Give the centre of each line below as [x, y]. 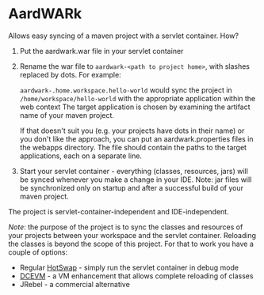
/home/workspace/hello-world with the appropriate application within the [138, 98]
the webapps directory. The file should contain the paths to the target [133, 147]
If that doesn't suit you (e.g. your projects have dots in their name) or [132, 130]
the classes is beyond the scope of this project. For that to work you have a [131, 244]
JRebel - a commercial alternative [75, 284]
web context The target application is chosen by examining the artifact [135, 107]
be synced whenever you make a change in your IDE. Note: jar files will [136, 180]
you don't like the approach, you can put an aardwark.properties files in [136, 138]
